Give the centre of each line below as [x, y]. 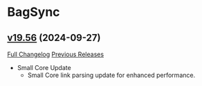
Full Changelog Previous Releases [56, 54]
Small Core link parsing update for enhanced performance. [111, 75]
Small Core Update [44, 68]
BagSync [34, 12]
